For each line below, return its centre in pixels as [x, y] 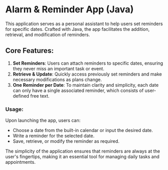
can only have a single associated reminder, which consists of [78, 90]
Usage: [15, 109]
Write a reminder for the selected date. [54, 136]
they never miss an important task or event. [58, 68]
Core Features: [29, 51]
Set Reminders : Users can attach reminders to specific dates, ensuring [88, 63]
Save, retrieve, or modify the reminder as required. [66, 141]
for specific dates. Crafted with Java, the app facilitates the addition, [78, 29]
